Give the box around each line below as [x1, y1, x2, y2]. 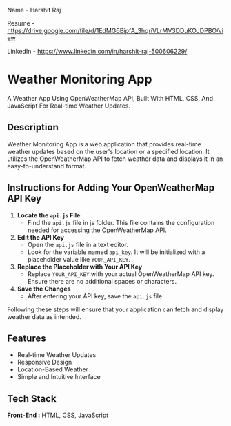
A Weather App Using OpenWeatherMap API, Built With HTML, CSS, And [7, 94, 214, 102]
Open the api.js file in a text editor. [27, 240, 129, 249]
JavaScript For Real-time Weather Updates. [7, 101, 131, 110]
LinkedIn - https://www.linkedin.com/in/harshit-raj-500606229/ [7, 48, 188, 55]
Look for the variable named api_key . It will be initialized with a [27, 248, 205, 256]
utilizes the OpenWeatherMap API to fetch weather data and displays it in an [7, 155, 223, 163]
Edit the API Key [17, 233, 64, 241]
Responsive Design [17, 358, 72, 367]
